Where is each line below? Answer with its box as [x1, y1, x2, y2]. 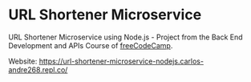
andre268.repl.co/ [8, 64, 68, 74]
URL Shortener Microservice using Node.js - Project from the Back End [8, 32, 243, 42]
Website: [8, 56, 38, 66]
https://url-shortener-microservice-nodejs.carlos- [38, 56, 204, 66]
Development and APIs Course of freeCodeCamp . [8, 40, 173, 50]
